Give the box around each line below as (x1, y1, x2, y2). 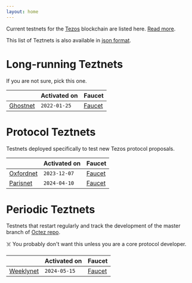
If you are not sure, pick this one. (6, 77, 88, 84)
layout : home (6, 8, 39, 15)
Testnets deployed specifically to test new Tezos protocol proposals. (6, 145, 175, 152)
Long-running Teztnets (6, 57, 123, 71)
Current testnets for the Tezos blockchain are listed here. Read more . (6, 25, 176, 32)
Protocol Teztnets (6, 125, 96, 139)
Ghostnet (9, 101, 35, 110)
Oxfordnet (9, 169, 38, 178)
